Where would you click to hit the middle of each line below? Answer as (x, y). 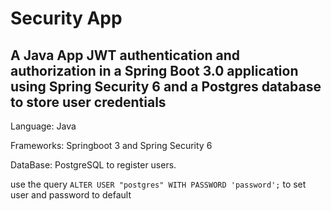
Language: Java (43, 126)
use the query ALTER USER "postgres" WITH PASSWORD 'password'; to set (158, 184)
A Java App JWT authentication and (125, 55)
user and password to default (71, 195)
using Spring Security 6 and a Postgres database (166, 86)
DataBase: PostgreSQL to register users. (93, 165)
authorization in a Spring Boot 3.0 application (154, 70)
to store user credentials (88, 102)
